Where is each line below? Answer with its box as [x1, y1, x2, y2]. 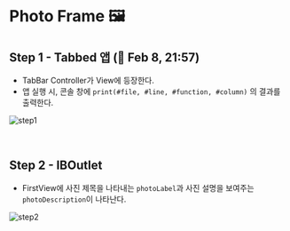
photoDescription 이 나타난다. [21, 194, 127, 204]
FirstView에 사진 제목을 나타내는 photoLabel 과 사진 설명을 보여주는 [21, 182, 255, 193]
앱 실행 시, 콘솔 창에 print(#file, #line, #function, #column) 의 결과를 [21, 86, 281, 97]
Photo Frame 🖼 [9, 6, 126, 27]
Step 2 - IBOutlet [9, 158, 103, 173]
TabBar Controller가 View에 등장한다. [21, 76, 155, 85]
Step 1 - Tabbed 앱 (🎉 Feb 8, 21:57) [9, 50, 200, 65]
